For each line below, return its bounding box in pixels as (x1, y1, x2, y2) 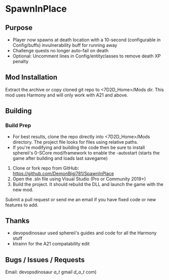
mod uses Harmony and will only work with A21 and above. (5, 92, 128, 98)
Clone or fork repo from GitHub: (12, 165, 79, 171)
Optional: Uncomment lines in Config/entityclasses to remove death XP (12, 53, 161, 59)
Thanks (5, 216, 30, 225)
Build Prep (5, 122, 31, 129)
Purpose (5, 23, 33, 32)
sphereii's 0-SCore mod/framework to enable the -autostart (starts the (12, 149, 160, 155)
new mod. (12, 186, 34, 193)
